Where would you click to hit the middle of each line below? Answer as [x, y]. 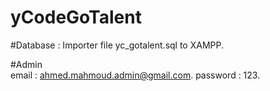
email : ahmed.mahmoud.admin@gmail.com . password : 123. [135, 75]
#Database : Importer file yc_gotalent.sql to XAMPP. [117, 45]
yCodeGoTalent [76, 17]
